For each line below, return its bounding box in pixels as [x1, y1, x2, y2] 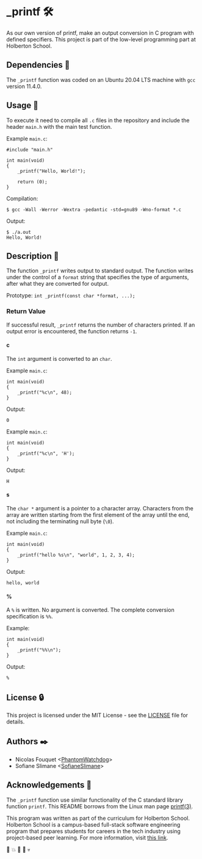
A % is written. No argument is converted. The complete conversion [6, 606, 175, 614]
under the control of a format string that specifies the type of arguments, [6, 274, 189, 281]
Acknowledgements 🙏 [6, 780, 92, 791]
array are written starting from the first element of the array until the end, [6, 511, 190, 519]
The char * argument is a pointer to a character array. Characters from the [6, 505, 193, 512]
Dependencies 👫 [6, 60, 70, 70]
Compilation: [6, 195, 38, 202]
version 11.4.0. [6, 82, 42, 90]
